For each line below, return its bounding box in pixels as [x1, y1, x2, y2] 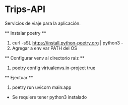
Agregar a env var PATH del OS [12, 45, 78, 51]
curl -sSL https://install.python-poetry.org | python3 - [12, 39, 123, 46]
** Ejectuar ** [5, 74, 33, 80]
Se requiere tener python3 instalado [12, 94, 87, 100]
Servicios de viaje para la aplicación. [5, 20, 81, 26]
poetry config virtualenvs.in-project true [12, 65, 96, 71]
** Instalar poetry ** [5, 30, 46, 36]
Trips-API [5, 4, 46, 15]
